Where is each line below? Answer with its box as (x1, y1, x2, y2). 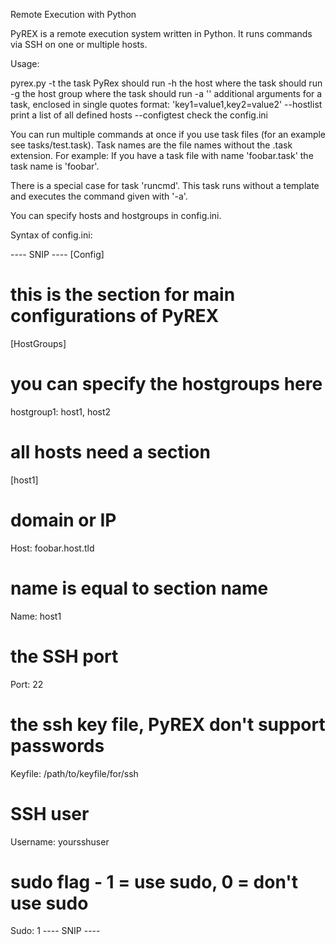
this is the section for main (10, 284, 236, 306)
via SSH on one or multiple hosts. (10, 39, 148, 50)
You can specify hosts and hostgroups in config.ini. (10, 210, 222, 221)
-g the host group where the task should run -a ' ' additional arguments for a (10, 88, 323, 99)
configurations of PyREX (10, 305, 220, 328)
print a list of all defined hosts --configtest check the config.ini (10, 109, 268, 121)
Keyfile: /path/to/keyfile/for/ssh (10, 767, 139, 779)
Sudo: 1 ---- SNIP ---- (10, 925, 101, 937)
